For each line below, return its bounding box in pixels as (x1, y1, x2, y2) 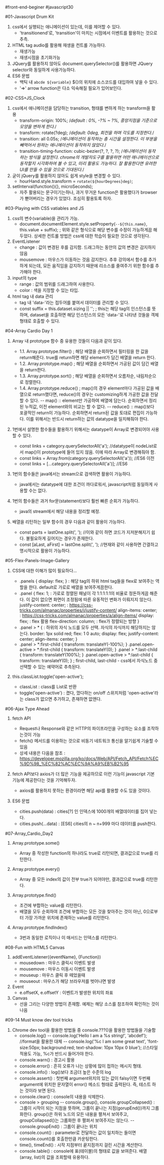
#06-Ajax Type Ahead (5, 706, 50, 711)
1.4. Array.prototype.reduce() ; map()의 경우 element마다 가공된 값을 (19, 385, 154, 391)
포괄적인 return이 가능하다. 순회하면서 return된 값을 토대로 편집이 (19, 410, 145, 416)
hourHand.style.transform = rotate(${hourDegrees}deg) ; (19, 178, 133, 184)
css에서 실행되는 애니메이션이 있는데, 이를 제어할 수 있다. (12, 24, 121, 29)
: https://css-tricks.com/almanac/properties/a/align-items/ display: (19, 613, 154, 618)
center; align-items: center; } (19, 636, 78, 642)
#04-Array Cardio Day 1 (5, 328, 53, 334)
